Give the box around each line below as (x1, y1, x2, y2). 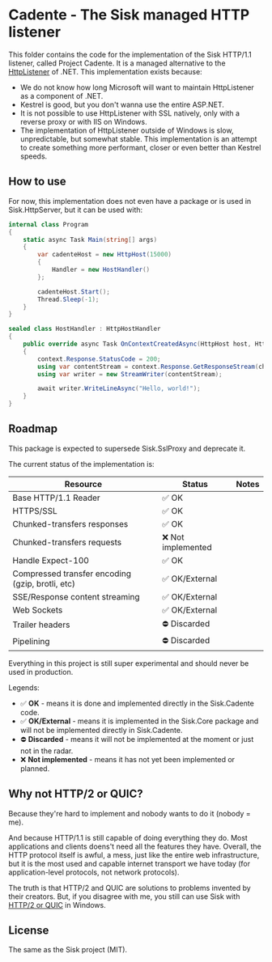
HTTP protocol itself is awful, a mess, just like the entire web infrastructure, (8, 850, 260, 859)
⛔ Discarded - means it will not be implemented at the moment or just (19, 734, 254, 744)
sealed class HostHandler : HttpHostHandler (8, 325, 161, 333)
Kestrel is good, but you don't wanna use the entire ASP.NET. (19, 100, 225, 109)
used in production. (8, 667, 74, 676)
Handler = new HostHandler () (51, 265, 151, 273)
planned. (19, 763, 50, 773)
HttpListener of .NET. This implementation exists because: (8, 66, 202, 76)
